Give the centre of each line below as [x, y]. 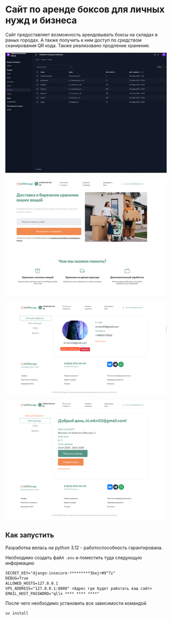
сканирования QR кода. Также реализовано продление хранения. [78, 45]
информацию [20, 563]
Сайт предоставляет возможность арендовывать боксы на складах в [81, 34]
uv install [17, 613]
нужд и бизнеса [41, 20]
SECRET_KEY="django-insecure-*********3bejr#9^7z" [60, 573]
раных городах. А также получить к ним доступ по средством [73, 40]
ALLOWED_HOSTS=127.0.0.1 [32, 583]
